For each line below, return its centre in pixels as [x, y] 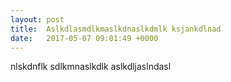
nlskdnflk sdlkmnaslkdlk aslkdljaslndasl [91, 67]
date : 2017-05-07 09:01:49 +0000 [84, 38]
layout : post [37, 19]
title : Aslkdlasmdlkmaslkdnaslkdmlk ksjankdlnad [116, 29]
